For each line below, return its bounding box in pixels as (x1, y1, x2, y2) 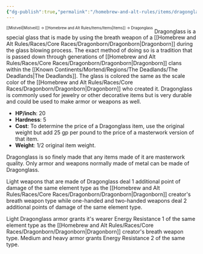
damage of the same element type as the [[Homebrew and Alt (6, 185, 160, 192)
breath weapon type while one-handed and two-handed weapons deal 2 (6, 197, 187, 205)
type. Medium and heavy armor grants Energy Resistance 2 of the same (6, 235, 185, 242)
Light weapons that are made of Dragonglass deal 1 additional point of (6, 178, 181, 185)
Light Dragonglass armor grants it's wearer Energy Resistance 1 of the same (6, 215, 196, 223)
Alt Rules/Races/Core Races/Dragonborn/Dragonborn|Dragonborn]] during (6, 40, 193, 48)
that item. (14, 135, 39, 142)
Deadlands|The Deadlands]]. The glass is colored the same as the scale (6, 72, 185, 80)
